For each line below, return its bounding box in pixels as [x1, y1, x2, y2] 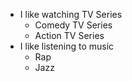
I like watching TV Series [19, 9, 123, 20]
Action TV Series [34, 30, 105, 41]
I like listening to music [19, 40, 115, 52]
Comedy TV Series [34, 19, 113, 31]
